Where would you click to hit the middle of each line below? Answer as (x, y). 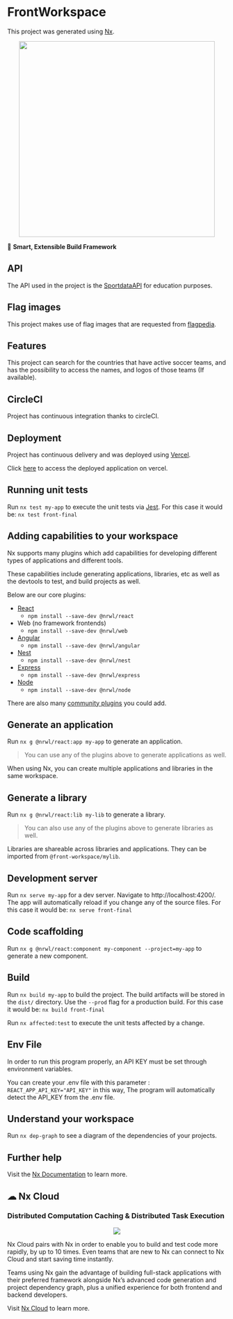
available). (22, 377)
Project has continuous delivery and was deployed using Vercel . (99, 455)
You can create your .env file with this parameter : (79, 1082)
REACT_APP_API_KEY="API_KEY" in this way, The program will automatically (111, 1089)
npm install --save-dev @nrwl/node (79, 690)
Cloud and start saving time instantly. (60, 1259)
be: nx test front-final (42, 514)
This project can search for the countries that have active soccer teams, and (116, 363)
